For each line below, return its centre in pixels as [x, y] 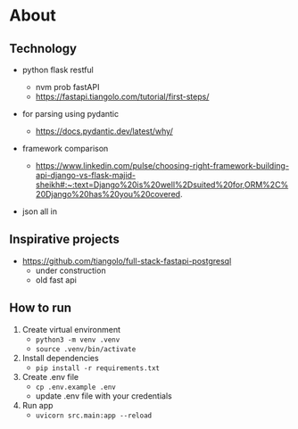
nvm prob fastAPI [67, 87]
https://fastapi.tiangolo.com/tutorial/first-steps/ [122, 96]
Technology [43, 49]
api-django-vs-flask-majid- [86, 175]
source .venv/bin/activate [86, 349]
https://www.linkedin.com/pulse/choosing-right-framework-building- [162, 165]
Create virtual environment [71, 329]
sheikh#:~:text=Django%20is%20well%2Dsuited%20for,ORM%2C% [162, 185]
